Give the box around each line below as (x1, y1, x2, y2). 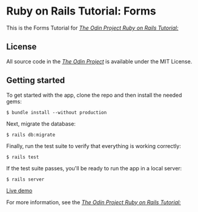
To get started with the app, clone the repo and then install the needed (6, 91, 182, 98)
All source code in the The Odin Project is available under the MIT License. (6, 57, 193, 65)
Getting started (6, 75, 65, 86)
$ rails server (6, 176, 45, 182)
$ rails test (6, 154, 39, 160)
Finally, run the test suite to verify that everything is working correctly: (6, 142, 182, 149)
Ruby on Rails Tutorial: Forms (6, 4, 156, 18)
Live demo (6, 187, 33, 194)
